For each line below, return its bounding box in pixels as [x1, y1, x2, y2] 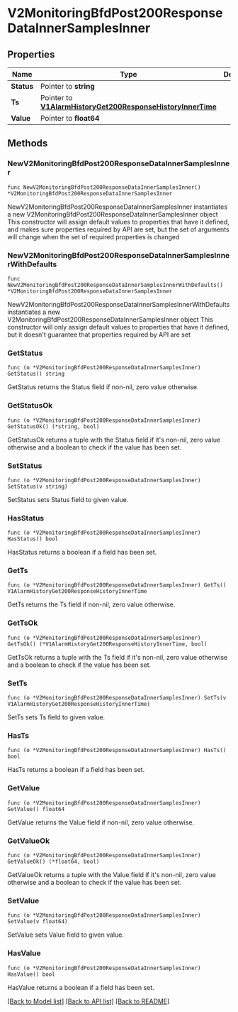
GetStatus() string [7, 371, 65, 378]
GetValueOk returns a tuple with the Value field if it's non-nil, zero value [7, 870, 216, 878]
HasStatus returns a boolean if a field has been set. [7, 548, 157, 557]
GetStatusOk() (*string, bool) [7, 423, 100, 430]
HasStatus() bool [7, 535, 59, 543]
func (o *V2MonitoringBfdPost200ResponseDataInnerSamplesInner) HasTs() [7, 747, 227, 754]
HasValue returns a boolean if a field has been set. [7, 983, 154, 991]
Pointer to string [40, 82, 96, 91]
